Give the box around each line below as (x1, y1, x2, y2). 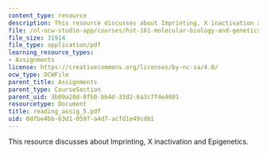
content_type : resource (8, 11, 87, 20)
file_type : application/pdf (8, 41, 102, 49)
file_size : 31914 (8, 33, 66, 42)
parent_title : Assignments (8, 78, 98, 86)
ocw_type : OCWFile (8, 71, 69, 79)
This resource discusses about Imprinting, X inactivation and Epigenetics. (8, 137, 249, 146)
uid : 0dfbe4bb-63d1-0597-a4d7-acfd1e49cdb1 (8, 115, 155, 123)
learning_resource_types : (8, 48, 94, 56)
